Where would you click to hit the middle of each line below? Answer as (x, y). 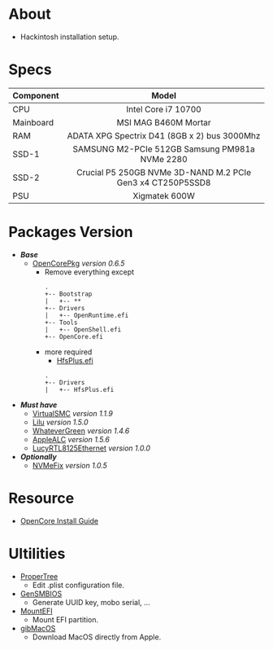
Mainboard (33, 122)
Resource (41, 498)
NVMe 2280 (164, 159)
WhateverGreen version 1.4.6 (81, 430)
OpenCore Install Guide (59, 520)
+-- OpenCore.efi (74, 336)
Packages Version (71, 232)
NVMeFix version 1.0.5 (70, 465)
